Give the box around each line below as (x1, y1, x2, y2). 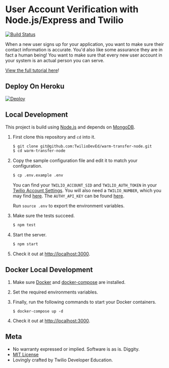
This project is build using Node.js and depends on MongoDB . (5, 124, 135, 130)
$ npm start (12, 242, 38, 247)
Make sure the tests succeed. (12, 213, 75, 219)
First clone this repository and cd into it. (12, 134, 96, 140)
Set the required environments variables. (12, 289, 98, 295)
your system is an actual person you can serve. (5, 57, 104, 63)
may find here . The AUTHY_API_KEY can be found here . (12, 193, 125, 199)
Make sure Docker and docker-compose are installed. (12, 279, 126, 285)
